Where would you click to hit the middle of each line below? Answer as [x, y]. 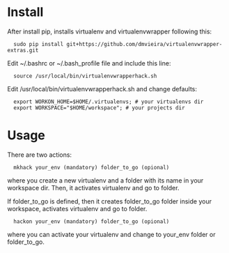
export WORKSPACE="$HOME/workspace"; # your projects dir [100, 108]
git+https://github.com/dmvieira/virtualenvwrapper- [144, 44]
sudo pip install [39, 44]
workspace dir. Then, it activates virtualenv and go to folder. [93, 187]
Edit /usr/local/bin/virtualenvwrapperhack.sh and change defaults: [102, 89]
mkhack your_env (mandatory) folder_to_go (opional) [92, 167]
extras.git [23, 50]
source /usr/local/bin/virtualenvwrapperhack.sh [85, 76]
